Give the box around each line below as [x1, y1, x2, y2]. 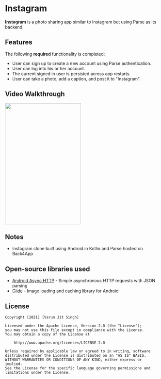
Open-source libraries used [5, 265, 90, 273]
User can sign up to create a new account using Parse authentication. [12, 60, 152, 66]
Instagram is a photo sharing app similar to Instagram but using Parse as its [5, 19, 157, 25]
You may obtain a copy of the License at [5, 332, 90, 337]
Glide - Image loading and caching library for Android [12, 288, 119, 294]
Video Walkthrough [5, 90, 65, 98]
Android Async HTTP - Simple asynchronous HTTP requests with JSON [12, 278, 156, 284]
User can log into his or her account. [12, 65, 85, 71]
